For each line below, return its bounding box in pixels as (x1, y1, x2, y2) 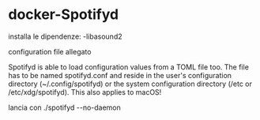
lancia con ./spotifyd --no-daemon (8, 103, 121, 112)
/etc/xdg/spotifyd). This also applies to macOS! (8, 87, 162, 96)
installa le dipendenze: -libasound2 (8, 32, 122, 41)
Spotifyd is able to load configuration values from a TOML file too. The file (8, 62, 249, 72)
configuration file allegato (8, 47, 92, 56)
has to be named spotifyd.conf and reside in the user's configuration (8, 70, 232, 80)
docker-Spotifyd (8, 6, 119, 24)
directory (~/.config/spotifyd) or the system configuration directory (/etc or (8, 79, 253, 88)
